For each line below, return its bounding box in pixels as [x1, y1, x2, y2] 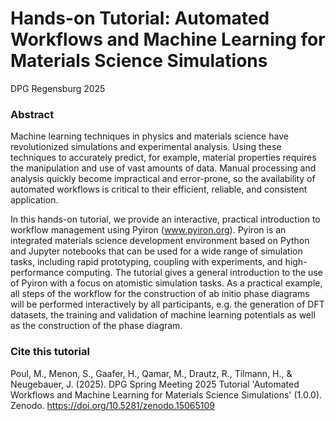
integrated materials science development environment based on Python [10, 235, 310, 247]
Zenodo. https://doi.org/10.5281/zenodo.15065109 [10, 399, 215, 411]
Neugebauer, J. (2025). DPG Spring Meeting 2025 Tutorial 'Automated [10, 378, 300, 390]
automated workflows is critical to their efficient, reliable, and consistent [10, 183, 308, 196]
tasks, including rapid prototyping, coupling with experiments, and [10, 256, 283, 268]
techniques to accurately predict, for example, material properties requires [10, 152, 317, 164]
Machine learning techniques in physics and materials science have [10, 130, 289, 142]
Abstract [10, 107, 55, 121]
